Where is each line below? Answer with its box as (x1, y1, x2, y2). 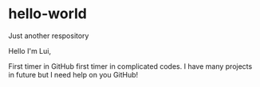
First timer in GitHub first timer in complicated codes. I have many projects (8, 61, 253, 71)
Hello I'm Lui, (8, 46, 52, 55)
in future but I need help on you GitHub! (8, 70, 139, 79)
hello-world (8, 5, 88, 23)
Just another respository (8, 31, 89, 40)
